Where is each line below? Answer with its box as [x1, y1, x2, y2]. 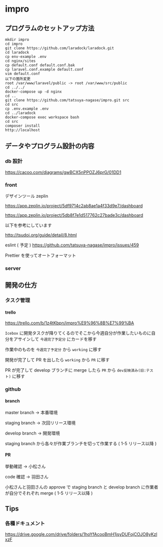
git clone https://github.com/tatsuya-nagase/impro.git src [5, 98, 130, 103]
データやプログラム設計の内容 [5, 142, 95, 151]
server [5, 264, 21, 271]
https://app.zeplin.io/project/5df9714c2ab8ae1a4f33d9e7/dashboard [5, 203, 143, 208]
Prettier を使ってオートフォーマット [5, 252, 76, 258]
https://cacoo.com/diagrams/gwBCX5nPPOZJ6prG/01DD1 [5, 169, 122, 175]
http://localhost [5, 128, 40, 132]
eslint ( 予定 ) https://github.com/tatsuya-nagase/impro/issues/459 [5, 242, 139, 248]
